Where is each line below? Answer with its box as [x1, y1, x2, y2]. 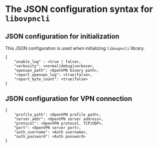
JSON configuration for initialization [5, 32, 120, 40]
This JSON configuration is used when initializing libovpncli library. [5, 45, 145, 51]
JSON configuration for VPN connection [5, 95, 132, 103]
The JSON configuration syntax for [5, 3, 153, 15]
